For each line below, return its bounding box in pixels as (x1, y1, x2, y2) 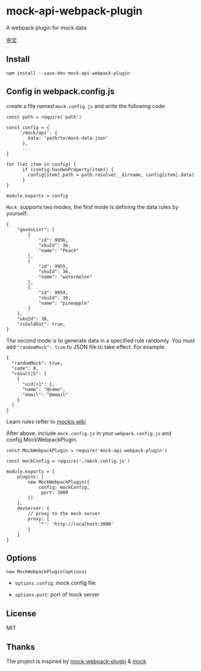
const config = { (6, 124, 50, 130)
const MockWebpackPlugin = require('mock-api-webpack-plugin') (6, 447, 168, 454)
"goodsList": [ (17, 226, 55, 232)
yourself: (6, 209, 28, 217)
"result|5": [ (11, 370, 47, 376)
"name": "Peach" (38, 247, 79, 253)
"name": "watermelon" (38, 274, 93, 280)
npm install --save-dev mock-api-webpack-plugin (6, 70, 130, 76)
